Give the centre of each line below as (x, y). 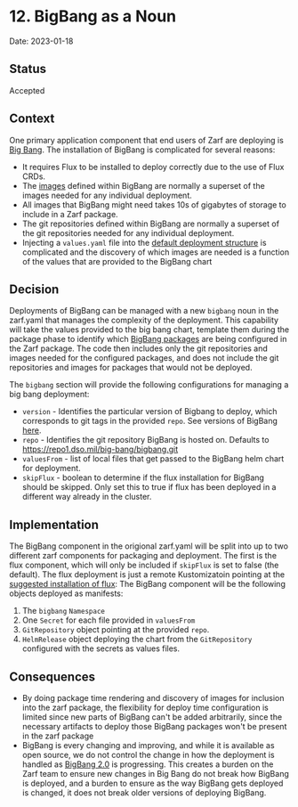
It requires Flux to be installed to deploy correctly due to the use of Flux (153, 167)
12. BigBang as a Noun (93, 16)
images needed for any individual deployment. (107, 195)
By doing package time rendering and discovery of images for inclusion (153, 698)
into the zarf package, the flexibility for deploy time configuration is (145, 707)
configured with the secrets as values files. (101, 648)
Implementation (54, 524)
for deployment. (52, 469)
